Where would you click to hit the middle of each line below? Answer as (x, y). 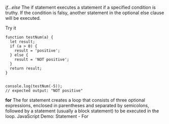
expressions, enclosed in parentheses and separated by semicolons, (77, 105)
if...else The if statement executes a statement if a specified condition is (81, 7)
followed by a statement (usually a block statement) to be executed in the (82, 111)
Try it (11, 28)
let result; (23, 42)
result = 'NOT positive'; (42, 59)
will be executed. (23, 18)
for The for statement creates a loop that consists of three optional (75, 100)
